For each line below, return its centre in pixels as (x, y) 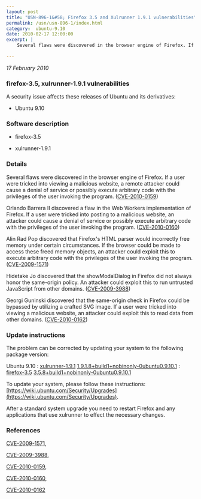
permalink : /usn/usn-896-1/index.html (54, 23)
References (23, 430)
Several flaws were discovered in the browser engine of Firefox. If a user (96, 177)
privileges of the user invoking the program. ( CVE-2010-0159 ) (82, 196)
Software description (38, 124)
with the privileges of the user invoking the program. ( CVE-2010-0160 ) (93, 227)
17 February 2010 (28, 68)
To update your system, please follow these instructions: (76, 384)
